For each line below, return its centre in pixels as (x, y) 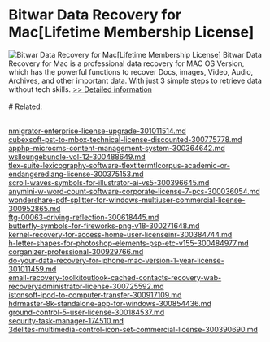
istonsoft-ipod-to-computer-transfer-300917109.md (95, 295)
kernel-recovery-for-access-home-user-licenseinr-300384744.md (120, 234)
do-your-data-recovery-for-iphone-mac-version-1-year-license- (117, 260)
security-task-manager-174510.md (66, 320)
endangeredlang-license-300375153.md (76, 174)
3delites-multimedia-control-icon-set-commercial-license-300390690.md (133, 329)
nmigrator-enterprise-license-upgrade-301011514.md (98, 131)
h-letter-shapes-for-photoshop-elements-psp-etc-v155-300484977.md (129, 243)
